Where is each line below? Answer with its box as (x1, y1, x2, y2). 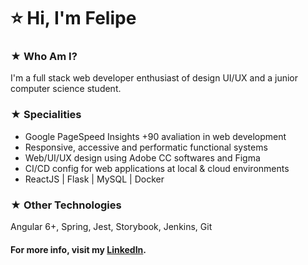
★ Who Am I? (10, 50, 78, 64)
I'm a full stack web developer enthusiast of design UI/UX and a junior (10, 72, 298, 84)
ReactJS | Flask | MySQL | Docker (24, 173, 165, 185)
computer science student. (10, 83, 122, 95)
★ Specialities (10, 108, 82, 122)
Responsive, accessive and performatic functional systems (24, 141, 268, 153)
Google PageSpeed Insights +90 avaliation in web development (24, 130, 287, 142)
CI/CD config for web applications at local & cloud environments (24, 162, 290, 174)
